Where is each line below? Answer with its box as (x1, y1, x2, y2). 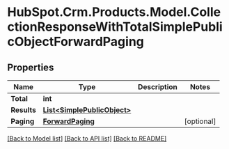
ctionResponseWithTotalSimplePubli (7, 19, 223, 35)
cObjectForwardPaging (7, 34, 145, 49)
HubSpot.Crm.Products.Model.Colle (7, 4, 221, 20)
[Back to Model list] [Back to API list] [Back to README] (7, 134, 167, 143)
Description (138, 82, 177, 91)
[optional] (184, 116, 216, 126)
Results (10, 105, 37, 115)
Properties (7, 61, 54, 73)
